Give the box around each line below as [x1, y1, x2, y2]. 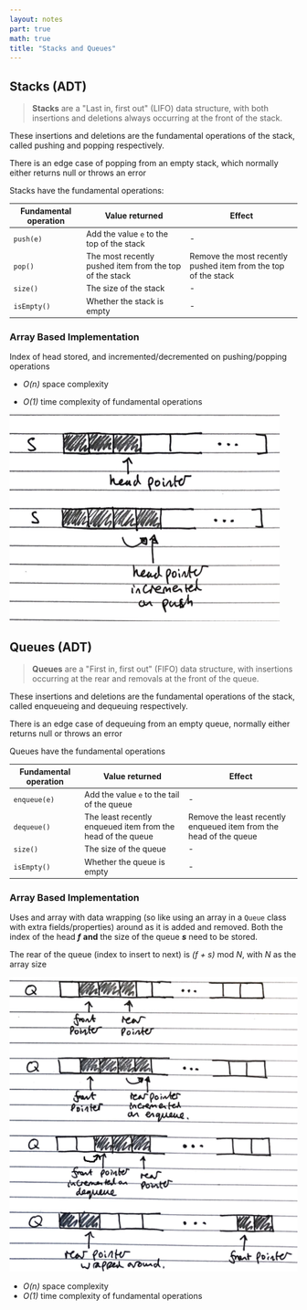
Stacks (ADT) [9, 79, 88, 94]
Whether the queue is [83, 856, 166, 867]
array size [9, 959, 48, 970]
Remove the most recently [189, 251, 288, 262]
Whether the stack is [86, 295, 164, 306]
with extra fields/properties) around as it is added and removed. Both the [9, 922, 283, 933]
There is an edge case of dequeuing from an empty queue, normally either [9, 718, 291, 730]
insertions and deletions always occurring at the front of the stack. [31, 112, 283, 123]
